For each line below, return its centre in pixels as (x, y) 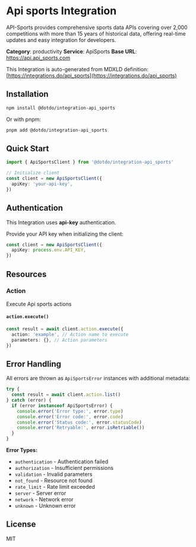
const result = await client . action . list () (66, 395)
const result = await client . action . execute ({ (65, 329)
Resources (26, 274)
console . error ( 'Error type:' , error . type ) (70, 411)
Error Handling (34, 364)
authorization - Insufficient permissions (64, 468)
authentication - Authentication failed (61, 462)
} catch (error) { (29, 400)
